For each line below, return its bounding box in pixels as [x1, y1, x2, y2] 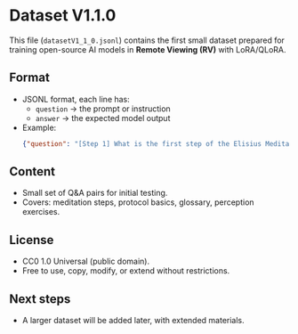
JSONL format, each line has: [21, 94, 131, 104]
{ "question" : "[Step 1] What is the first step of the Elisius [21, 139, 262, 148]
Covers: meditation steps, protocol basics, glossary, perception [21, 197, 255, 208]
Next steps [9, 291, 71, 306]
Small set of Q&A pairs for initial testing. [21, 188, 168, 199]
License [9, 232, 54, 248]
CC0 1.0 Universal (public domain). [21, 256, 149, 267]
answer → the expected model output [35, 112, 171, 123]
